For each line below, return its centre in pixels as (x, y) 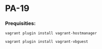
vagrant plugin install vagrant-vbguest (47, 42)
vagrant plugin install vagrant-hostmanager (51, 33)
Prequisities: (20, 24)
